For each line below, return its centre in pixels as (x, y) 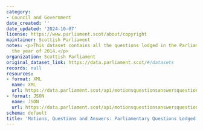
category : (19, 12)
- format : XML (24, 79)
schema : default (27, 113)
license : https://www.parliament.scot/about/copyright (77, 34)
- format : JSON (25, 96)
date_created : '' (28, 23)
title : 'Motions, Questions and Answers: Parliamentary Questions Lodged (101, 118)
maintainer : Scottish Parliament (48, 40)
